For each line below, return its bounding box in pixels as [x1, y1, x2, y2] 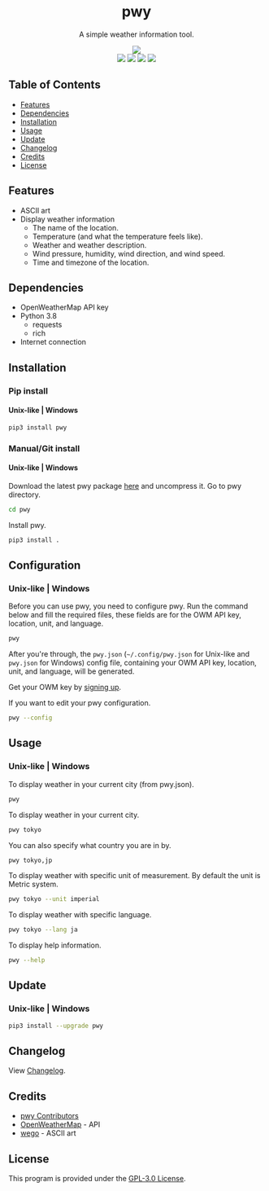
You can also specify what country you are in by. [8, 840, 172, 850]
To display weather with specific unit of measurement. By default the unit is [8, 871, 261, 881]
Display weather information [20, 214, 115, 224]
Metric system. [8, 879, 59, 890]
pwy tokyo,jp [8, 856, 53, 864]
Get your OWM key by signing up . [8, 683, 122, 692]
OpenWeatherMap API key [20, 302, 109, 312]
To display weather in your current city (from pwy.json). [8, 779, 195, 789]
